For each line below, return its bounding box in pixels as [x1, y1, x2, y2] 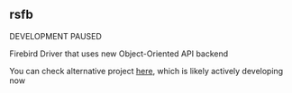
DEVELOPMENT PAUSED [9, 30, 102, 41]
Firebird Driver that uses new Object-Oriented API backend [9, 48, 229, 59]
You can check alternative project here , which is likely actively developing [9, 65, 284, 76]
